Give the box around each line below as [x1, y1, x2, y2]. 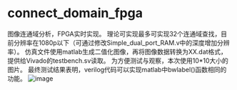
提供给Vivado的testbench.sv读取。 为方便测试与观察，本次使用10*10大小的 [7, 56, 228, 65]
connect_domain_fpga [7, 5, 143, 21]
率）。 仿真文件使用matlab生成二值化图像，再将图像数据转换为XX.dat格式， [7, 47, 227, 56]
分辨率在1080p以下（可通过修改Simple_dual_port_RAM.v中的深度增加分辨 [13, 38, 230, 47]
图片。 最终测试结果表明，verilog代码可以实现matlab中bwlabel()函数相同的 [7, 65, 227, 74]
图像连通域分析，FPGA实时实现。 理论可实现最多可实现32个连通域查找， [7, 29, 221, 38]
